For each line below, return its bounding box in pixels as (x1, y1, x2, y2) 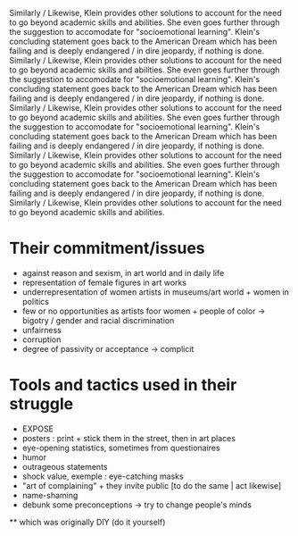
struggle (9, 394, 74, 415)
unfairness (21, 324, 62, 335)
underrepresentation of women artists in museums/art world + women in (21, 286, 290, 297)
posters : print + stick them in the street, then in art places (21, 432, 236, 443)
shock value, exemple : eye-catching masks (21, 471, 185, 482)
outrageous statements (21, 461, 108, 472)
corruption (21, 334, 62, 345)
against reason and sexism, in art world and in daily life (21, 267, 225, 278)
